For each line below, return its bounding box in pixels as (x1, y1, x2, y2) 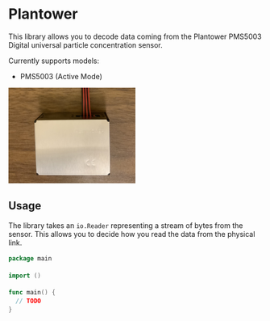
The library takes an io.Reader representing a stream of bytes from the (8, 220, 243, 230)
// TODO (15, 297, 42, 306)
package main (8, 254, 52, 263)
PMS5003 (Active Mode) (19, 71, 103, 81)
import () (8, 272, 42, 280)
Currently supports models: (8, 56, 99, 65)
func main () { (8, 289, 56, 297)
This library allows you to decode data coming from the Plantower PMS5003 (8, 32, 262, 41)
